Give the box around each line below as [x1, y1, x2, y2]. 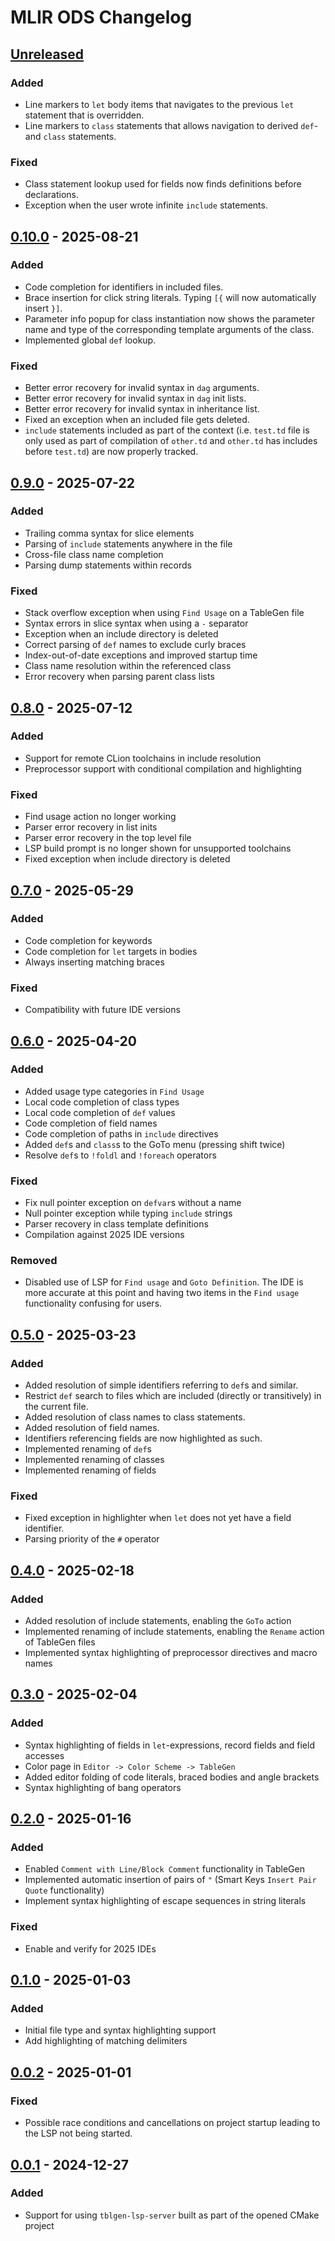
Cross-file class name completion [24, 548, 164, 560]
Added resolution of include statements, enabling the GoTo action [24, 1615, 292, 1627]
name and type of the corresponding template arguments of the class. [24, 323, 315, 335]
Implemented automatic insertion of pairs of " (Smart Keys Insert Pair [24, 1874, 317, 1886]
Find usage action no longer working [24, 811, 177, 823]
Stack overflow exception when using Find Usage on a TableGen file [24, 607, 305, 619]
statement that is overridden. [24, 109, 145, 121]
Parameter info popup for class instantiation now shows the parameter [24, 312, 316, 325]
